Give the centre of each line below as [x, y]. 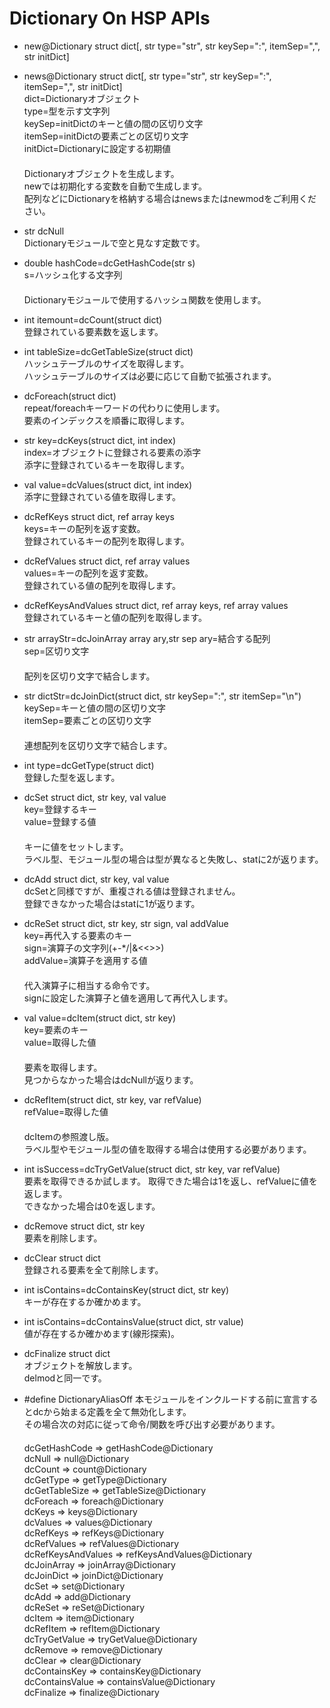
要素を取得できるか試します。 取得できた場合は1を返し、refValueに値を [170, 1181]
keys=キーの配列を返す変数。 [84, 528]
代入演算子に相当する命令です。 [89, 985]
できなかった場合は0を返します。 [92, 1206]
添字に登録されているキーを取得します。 [106, 464]
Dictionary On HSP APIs [110, 18]
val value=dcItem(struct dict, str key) [100, 1018]
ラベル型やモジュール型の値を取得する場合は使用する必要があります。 [167, 1149]
